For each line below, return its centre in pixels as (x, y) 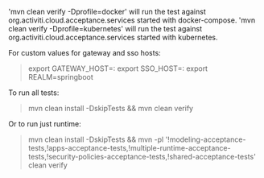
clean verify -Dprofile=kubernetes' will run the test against (105, 29)
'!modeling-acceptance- (206, 139)
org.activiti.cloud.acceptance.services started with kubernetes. (113, 37)
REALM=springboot (61, 77)
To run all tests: (34, 93)
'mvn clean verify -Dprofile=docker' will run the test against (107, 12)
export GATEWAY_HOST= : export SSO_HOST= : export (118, 68)
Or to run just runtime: (45, 124)
